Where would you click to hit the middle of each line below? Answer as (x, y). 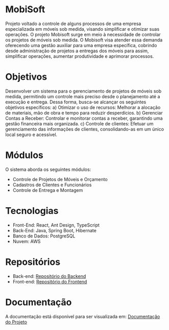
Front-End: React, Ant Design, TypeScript (56, 225)
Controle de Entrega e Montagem (48, 190)
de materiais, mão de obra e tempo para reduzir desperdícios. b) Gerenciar (84, 113)
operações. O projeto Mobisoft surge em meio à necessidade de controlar (83, 34)
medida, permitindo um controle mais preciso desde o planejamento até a (83, 96)
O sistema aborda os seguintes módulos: (48, 169)
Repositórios (33, 262)
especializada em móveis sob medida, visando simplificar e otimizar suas (82, 29)
